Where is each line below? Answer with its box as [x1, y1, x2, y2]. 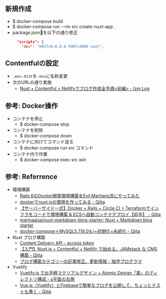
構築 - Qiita [19, 252, 43, 258]
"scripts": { [17, 39, 44, 44]
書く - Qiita [28, 289, 51, 295]
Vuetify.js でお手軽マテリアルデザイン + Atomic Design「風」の [19, 270, 150, 276]
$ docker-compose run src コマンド [19, 145, 93, 151]
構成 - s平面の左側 [37, 276, 75, 282]
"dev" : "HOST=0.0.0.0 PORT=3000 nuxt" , [21, 44, 104, 49]
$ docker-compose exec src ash [19, 157, 86, 163]
